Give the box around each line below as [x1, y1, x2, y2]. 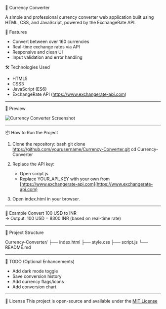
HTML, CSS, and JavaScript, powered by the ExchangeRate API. [5, 20, 136, 25]
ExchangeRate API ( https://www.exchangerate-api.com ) [12, 91, 127, 97]
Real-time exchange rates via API [12, 44, 80, 49]
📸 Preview [5, 106, 26, 111]
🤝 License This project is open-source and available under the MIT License [5, 298, 158, 304]
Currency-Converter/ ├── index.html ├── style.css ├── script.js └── [5, 239, 148, 245]
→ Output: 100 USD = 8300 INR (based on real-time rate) [5, 215, 121, 221]
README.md [5, 244, 31, 250]
